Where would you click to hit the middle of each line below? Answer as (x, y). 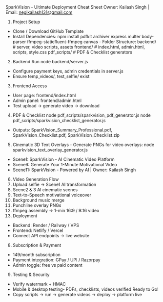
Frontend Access (30, 86)
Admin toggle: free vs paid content (47, 265)
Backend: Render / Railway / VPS (46, 225)
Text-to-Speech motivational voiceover (52, 195)
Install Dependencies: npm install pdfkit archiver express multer (77, 37)
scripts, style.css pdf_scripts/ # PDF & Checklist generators (72, 52)
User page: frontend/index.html (44, 95)
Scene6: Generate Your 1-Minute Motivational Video (65, 164)
